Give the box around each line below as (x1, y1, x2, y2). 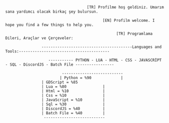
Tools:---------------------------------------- (5, 49, 110, 54)
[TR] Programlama (116, 31, 153, 36)
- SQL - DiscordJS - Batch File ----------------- (5, 62, 114, 67)
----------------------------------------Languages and (41, 44, 162, 49)
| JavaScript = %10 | (41, 97, 105, 102)
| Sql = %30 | (41, 102, 105, 107)
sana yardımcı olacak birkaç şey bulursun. (5, 9, 99, 14)
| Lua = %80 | (41, 84, 105, 89)
